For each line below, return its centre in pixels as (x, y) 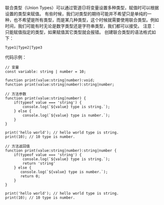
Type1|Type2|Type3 (24, 47)
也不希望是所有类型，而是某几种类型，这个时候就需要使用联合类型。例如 (86, 20)
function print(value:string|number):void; (50, 80)
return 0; (30, 176)
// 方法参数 (16, 94)
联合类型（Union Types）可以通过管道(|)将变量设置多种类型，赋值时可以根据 (82, 8)
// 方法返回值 (18, 146)
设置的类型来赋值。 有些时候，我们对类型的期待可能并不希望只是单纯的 (76, 14)
